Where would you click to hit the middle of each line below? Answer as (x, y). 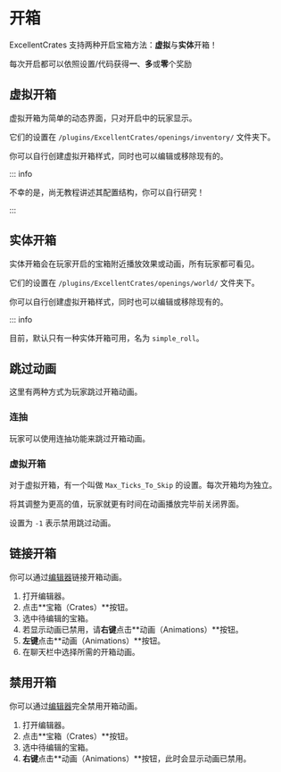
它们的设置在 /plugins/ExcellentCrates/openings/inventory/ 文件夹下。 (142, 137)
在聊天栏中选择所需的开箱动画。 (81, 651)
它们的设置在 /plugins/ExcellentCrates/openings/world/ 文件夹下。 (135, 282)
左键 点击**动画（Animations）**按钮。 (94, 641)
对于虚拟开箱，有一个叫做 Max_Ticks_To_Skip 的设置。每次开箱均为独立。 (143, 484)
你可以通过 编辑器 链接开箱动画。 (68, 576)
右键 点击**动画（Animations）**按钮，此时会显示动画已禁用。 (136, 758)
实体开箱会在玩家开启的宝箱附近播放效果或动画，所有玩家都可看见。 (134, 264)
